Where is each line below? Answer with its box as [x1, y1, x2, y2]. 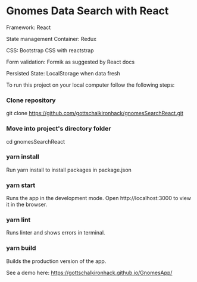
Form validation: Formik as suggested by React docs [6, 58, 135, 65]
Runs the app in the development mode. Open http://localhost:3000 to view [6, 195, 192, 202]
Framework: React [6, 24, 51, 31]
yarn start [6, 181, 36, 189]
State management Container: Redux [6, 35, 97, 42]
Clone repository [6, 96, 56, 104]
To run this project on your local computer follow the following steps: [6, 81, 175, 88]
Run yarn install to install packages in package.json [6, 166, 132, 173]
